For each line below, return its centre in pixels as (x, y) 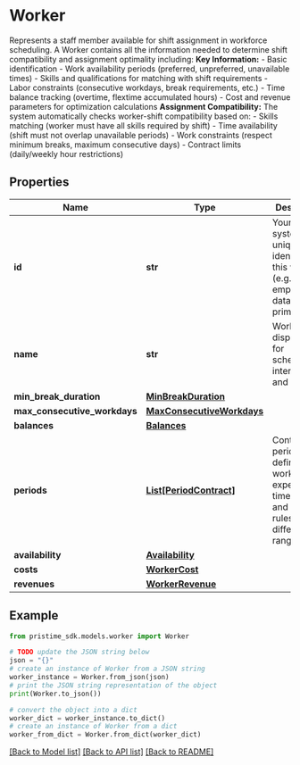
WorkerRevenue (181, 584)
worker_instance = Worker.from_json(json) (89, 678)
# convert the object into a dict (74, 710)
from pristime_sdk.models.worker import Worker (100, 636)
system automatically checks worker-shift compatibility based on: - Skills (144, 116)
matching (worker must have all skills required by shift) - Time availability (144, 125)
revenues (34, 584)
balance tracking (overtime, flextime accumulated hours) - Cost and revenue (150, 97)
